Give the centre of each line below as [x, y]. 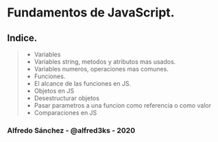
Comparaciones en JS [65, 113]
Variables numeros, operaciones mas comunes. [101, 69]
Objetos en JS [54, 91]
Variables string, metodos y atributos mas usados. [105, 62]
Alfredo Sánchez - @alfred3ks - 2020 [71, 130]
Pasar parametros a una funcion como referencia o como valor [123, 105]
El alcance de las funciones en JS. [83, 83]
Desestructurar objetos [66, 98]
